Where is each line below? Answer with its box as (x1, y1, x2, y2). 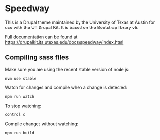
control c (5, 112, 26, 117)
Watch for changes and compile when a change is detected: (5, 84, 127, 90)
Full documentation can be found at (5, 34, 78, 40)
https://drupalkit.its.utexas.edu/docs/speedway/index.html (5, 39, 124, 45)
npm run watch (5, 94, 35, 99)
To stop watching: (5, 103, 42, 109)
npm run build (5, 130, 35, 135)
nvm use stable (5, 76, 37, 81)
